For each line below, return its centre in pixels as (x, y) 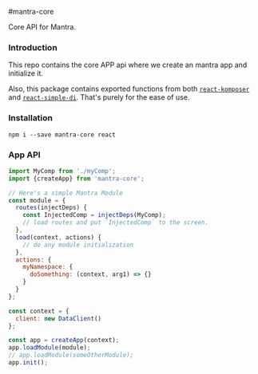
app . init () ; (28, 363)
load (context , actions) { (59, 237)
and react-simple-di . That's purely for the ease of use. (99, 97)
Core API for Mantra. (42, 27)
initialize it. (26, 73)
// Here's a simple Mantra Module (66, 193)
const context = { (39, 311)
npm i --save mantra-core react (62, 135)
